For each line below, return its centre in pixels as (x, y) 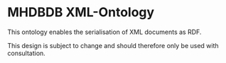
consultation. (27, 53)
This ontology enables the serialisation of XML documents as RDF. (104, 32)
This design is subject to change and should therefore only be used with (113, 45)
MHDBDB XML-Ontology (81, 12)
